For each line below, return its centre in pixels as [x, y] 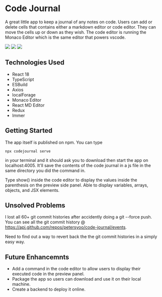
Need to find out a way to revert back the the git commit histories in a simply [81, 237]
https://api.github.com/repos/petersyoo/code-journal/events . [66, 227]
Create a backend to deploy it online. [49, 289]
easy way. [15, 242]
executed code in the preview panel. [48, 274]
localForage [24, 94]
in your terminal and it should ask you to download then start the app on [77, 160]
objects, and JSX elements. [32, 190]
